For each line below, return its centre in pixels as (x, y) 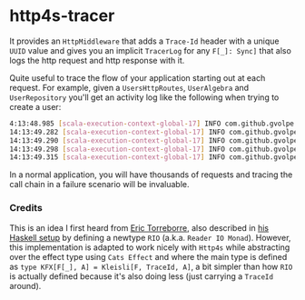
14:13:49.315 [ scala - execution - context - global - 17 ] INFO (117, 157)
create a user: (35, 106)
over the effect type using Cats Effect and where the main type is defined (148, 256)
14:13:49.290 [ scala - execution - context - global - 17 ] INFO (117, 140)
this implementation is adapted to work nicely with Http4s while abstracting (150, 247)
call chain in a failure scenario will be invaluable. (99, 185)
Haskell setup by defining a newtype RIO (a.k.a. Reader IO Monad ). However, (150, 237)
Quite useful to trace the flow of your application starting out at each (138, 77)
